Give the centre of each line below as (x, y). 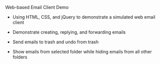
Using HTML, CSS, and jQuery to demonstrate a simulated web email (84, 17)
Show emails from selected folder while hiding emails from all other (82, 52)
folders (20, 57)
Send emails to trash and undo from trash (56, 42)
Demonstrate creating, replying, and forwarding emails (69, 32)
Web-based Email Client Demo (37, 7)
